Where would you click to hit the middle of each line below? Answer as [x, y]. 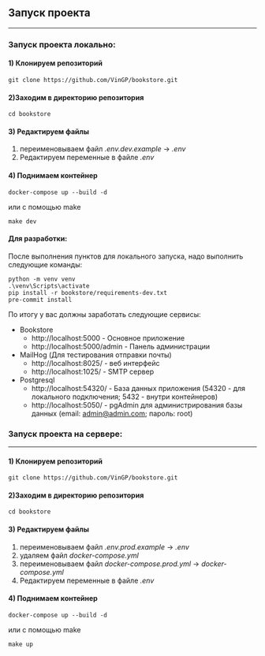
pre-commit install [40, 300]
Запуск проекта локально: [62, 44]
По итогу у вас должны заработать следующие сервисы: [105, 314]
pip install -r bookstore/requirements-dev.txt [88, 293]
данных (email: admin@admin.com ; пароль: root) [112, 413]
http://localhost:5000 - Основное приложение [108, 337]
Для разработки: [38, 239]
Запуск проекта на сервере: [65, 434]
